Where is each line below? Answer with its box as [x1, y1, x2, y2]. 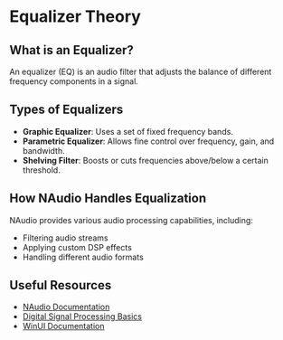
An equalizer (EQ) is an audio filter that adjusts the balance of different [9, 66, 272, 77]
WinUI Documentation [22, 321, 105, 332]
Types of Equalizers [9, 102, 124, 118]
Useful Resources [9, 278, 112, 293]
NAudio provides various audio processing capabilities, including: [9, 214, 253, 225]
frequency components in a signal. [9, 76, 138, 87]
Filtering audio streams [22, 232, 108, 243]
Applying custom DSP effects [22, 241, 133, 252]
